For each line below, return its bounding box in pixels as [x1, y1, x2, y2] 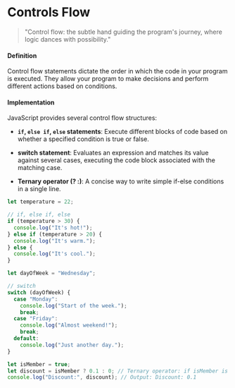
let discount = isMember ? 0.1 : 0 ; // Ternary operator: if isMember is [7, 368, 229, 375]
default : [13, 335, 39, 342]
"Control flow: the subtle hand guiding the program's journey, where [24, 28, 223, 36]
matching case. [17, 164, 63, 172]
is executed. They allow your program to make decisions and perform [7, 75, 209, 83]
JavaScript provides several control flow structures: [7, 114, 157, 122]
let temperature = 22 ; [7, 198, 74, 205]
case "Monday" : [13, 296, 58, 303]
